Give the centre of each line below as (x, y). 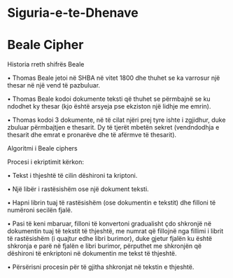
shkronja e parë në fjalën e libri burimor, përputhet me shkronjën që (105, 246)
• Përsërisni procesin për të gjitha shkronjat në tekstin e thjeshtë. (101, 267)
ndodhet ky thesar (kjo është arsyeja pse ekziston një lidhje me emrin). (109, 106)
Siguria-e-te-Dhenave (73, 13)
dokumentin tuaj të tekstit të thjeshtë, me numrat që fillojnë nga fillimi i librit (115, 231)
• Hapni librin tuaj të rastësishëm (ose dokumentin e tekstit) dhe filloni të (112, 203)
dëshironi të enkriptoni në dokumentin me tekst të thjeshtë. (92, 253)
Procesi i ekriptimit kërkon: (46, 162)
